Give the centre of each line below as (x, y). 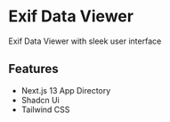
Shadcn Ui (40, 100)
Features (33, 69)
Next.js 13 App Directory (66, 90)
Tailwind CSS (45, 110)
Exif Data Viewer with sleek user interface (85, 41)
